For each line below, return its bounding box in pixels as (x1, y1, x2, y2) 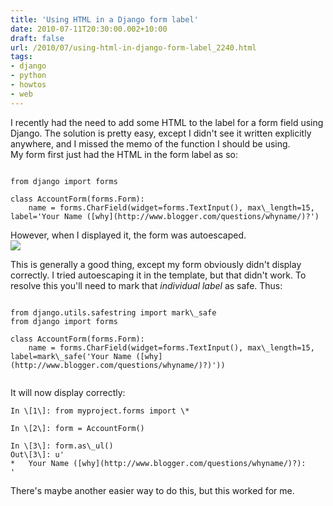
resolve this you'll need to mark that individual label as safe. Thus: (10, 279, 283, 291)
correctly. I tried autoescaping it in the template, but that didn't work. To (10, 269, 307, 281)
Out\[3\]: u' (10, 449, 65, 460)
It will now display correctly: (10, 386, 126, 398)
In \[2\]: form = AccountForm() (10, 423, 145, 433)
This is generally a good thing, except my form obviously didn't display (10, 258, 302, 270)
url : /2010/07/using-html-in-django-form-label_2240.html (10, 42, 257, 53)
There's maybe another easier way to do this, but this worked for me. (10, 484, 295, 496)
